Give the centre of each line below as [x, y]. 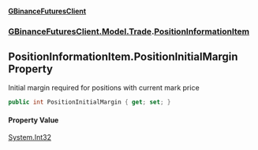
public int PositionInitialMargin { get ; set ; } [90, 102]
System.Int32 [30, 137]
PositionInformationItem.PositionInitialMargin [123, 56]
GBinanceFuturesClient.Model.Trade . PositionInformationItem [129, 31]
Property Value [34, 120]
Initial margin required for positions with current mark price [104, 88]
